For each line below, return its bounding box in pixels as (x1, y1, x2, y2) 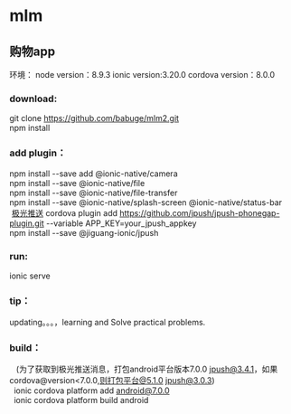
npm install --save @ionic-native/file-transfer (9, 187, 178, 198)
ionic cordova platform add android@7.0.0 (13, 385, 170, 396)
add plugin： (9, 146, 67, 159)
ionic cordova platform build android (13, 395, 149, 406)
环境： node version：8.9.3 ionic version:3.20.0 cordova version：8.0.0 (9, 70, 276, 80)
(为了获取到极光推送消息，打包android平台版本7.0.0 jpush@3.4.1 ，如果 (15, 363, 278, 375)
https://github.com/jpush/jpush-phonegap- (118, 207, 280, 218)
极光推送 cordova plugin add (11, 207, 118, 218)
